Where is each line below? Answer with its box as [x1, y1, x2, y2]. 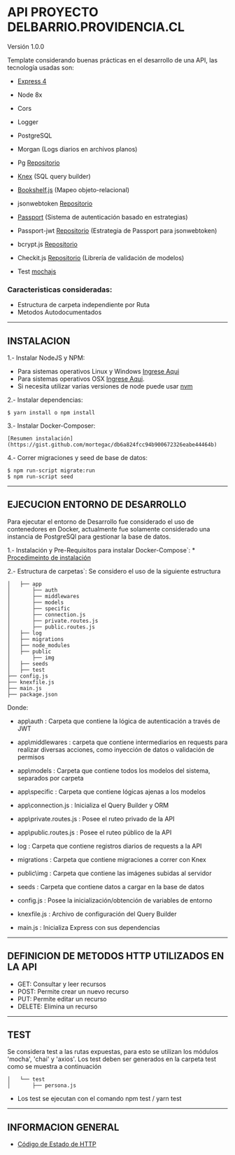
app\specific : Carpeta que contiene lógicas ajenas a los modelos [17, 787, 206, 796]
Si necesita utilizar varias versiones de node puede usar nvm [17, 382, 194, 391]
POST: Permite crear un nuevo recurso [17, 987, 129, 996]
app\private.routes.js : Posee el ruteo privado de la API [17, 814, 175, 823]
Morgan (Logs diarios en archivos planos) [17, 144, 138, 153]
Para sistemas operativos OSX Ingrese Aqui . [17, 374, 145, 383]
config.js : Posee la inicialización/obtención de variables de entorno [17, 896, 213, 905]
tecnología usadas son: [7, 63, 75, 72]
